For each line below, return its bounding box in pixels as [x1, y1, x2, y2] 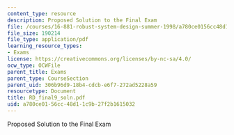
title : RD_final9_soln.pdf [7, 95, 86, 102]
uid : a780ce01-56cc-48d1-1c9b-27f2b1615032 [7, 101, 136, 108]
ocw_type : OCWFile [7, 62, 61, 69]
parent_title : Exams [7, 68, 68, 75]
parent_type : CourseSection [7, 74, 89, 82]
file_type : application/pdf [7, 36, 89, 43]
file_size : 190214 [7, 29, 61, 37]
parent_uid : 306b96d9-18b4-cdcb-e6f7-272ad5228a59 [7, 81, 157, 88]
